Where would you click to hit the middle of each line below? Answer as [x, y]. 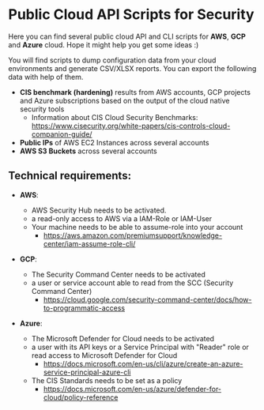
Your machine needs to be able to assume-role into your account [137, 227]
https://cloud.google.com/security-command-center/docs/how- [147, 299]
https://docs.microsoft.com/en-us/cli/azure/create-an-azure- [143, 363]
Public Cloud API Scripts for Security [131, 15]
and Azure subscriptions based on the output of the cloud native [124, 100]
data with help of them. [46, 77]
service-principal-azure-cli [87, 372]
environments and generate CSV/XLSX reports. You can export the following [132, 68]
